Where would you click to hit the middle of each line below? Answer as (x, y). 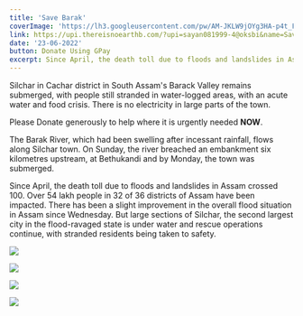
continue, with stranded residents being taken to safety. (113, 234)
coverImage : (32, 26)
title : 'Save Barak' (48, 18)
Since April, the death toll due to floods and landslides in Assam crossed (144, 186)
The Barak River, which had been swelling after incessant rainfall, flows (142, 139)
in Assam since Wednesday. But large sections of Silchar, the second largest (151, 214)
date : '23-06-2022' (46, 43)
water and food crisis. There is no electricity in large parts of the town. (140, 104)
